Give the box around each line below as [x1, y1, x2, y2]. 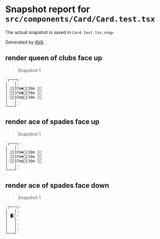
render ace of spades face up [5, 118, 100, 126]
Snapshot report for [5, 4, 90, 15]
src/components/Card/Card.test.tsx [5, 14, 155, 24]
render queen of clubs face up [5, 54, 102, 62]
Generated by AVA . [5, 39, 45, 45]
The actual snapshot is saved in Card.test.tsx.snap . [5, 29, 115, 35]
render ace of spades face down [5, 181, 109, 190]
